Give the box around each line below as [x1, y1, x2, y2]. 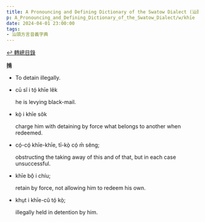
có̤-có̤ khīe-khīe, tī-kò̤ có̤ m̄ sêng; [15, 141, 99, 149]
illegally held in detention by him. [15, 209, 98, 216]
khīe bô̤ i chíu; [15, 172, 51, 179]
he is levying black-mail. [15, 99, 76, 106]
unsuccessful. [15, 160, 51, 167]
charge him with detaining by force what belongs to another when [15, 123, 181, 130]
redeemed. [15, 129, 43, 137]
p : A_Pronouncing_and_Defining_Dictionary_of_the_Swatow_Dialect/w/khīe [6, 15, 195, 21]
